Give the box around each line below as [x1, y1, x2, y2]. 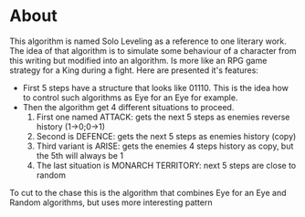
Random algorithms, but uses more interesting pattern [9, 197, 213, 208]
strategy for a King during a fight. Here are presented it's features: [9, 65, 258, 76]
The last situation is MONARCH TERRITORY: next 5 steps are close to [36, 160, 297, 170]
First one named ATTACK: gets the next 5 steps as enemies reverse [36, 111, 290, 122]
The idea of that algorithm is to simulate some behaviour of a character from [9, 45, 297, 56]
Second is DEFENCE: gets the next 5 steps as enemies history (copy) [36, 130, 297, 141]
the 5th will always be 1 [36, 150, 124, 160]
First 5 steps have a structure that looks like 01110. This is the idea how [22, 82, 289, 93]
